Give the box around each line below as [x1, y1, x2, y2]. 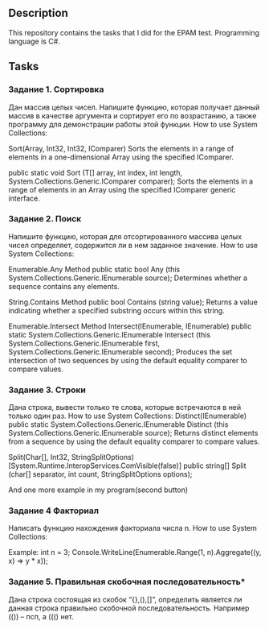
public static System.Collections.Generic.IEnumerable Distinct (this [8, 420, 229, 429]
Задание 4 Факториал [8, 505, 99, 516]
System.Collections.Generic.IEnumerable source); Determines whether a [8, 273, 247, 283]
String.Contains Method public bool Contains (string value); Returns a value [8, 297, 259, 307]
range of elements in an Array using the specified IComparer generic [8, 184, 236, 194]
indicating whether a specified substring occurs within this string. [8, 305, 225, 315]
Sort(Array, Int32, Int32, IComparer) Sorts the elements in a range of [8, 143, 234, 153]
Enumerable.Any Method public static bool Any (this [8, 264, 181, 274]
